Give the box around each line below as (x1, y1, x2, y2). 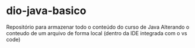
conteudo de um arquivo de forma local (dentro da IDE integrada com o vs (6, 29, 188, 36)
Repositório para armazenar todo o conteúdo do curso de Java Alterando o (6, 23, 190, 30)
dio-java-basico (6, 4, 87, 18)
